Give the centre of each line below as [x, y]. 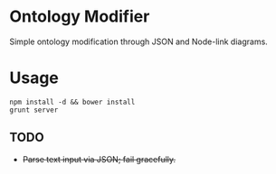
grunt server [34, 110]
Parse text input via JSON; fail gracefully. [99, 159]
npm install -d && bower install [72, 102]
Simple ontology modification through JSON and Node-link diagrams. [139, 41]
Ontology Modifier [80, 17]
